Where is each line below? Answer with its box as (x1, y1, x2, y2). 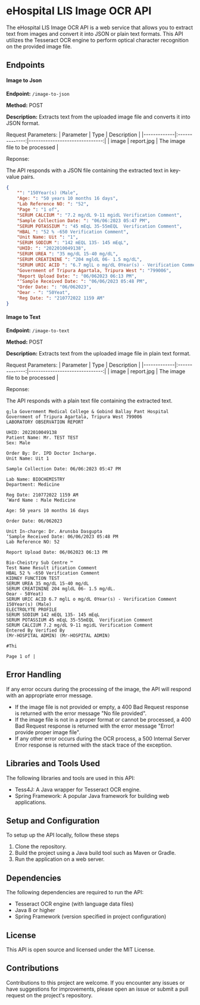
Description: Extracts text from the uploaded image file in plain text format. (6, 349, 191, 357)
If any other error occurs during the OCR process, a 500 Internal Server (14, 735, 190, 742)
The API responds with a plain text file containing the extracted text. (6, 397, 173, 404)
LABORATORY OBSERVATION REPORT (6, 419, 84, 425)
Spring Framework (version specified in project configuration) (14, 913, 167, 920)
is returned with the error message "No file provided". (14, 710, 147, 717)
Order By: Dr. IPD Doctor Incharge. (6, 450, 97, 456)
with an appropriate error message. (6, 692, 93, 699)
